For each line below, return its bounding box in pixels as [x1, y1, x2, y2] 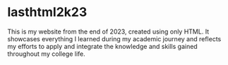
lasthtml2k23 [7, 4, 88, 20]
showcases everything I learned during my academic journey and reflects [7, 34, 222, 43]
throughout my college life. [7, 50, 86, 58]
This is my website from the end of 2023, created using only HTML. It [7, 27, 210, 36]
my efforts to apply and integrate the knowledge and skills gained [7, 42, 198, 50]
